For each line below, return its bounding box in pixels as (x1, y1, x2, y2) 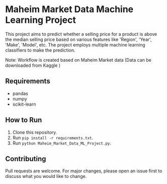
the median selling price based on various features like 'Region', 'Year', (5, 36, 152, 42)
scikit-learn (12, 101, 36, 107)
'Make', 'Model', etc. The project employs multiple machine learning (5, 41, 146, 48)
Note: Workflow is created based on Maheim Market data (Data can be (5, 57, 152, 63)
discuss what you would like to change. (5, 173, 87, 179)
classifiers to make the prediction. (5, 47, 75, 53)
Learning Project (5, 14, 76, 26)
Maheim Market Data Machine (5, 4, 134, 15)
